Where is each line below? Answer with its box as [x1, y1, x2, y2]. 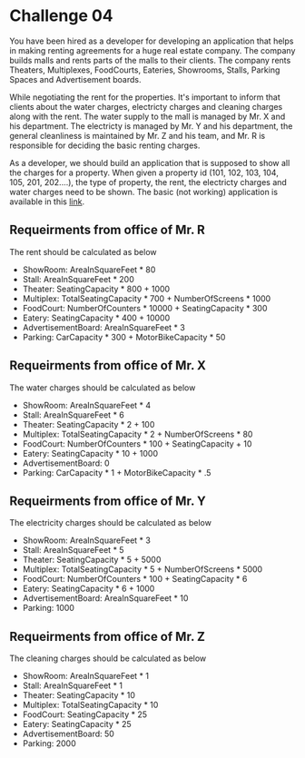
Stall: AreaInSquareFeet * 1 [22, 680, 123, 691]
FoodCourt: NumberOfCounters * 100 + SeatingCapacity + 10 [22, 438, 252, 449]
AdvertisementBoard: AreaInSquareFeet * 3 [22, 321, 186, 332]
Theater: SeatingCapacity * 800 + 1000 [22, 283, 171, 294]
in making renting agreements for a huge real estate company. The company [9, 44, 296, 55]
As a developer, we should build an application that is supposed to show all [9, 157, 290, 168]
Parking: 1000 [22, 603, 75, 614]
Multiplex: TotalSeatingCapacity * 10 [22, 700, 159, 711]
